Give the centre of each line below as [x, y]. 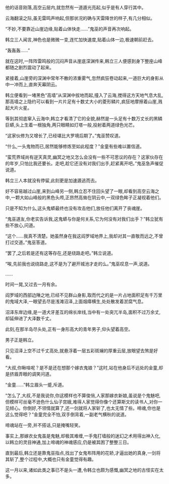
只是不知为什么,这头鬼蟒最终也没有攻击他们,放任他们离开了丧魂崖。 [75, 208]
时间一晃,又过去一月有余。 [33, 284]
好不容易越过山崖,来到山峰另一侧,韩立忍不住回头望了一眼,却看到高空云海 [80, 191]
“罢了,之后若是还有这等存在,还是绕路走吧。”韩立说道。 [61, 253]
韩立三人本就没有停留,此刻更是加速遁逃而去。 [52, 180]
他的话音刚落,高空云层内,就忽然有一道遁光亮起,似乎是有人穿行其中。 [76, 7]
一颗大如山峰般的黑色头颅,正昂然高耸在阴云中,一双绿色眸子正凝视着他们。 [87, 198]
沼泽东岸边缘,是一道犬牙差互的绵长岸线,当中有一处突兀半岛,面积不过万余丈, [83, 312]
